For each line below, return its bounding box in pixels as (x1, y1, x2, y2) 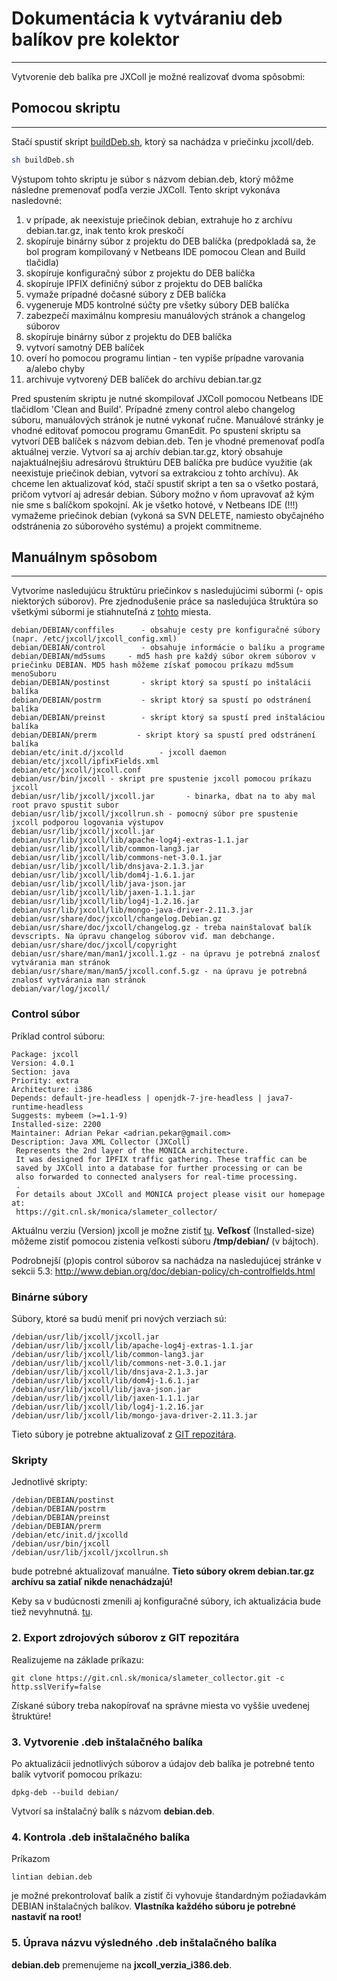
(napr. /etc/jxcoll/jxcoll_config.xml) (11, 634, 178, 644)
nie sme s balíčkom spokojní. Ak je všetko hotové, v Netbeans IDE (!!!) (11, 498, 299, 511)
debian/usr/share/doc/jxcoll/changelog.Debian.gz (11, 914, 223, 924)
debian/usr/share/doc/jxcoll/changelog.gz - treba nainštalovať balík (11, 923, 312, 933)
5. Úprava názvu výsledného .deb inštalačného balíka (11, 1936, 278, 1950)
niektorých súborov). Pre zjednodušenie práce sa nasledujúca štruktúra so (11, 595, 319, 607)
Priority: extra (11, 1075, 79, 1086)
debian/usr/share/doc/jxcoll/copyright (11, 940, 178, 951)
